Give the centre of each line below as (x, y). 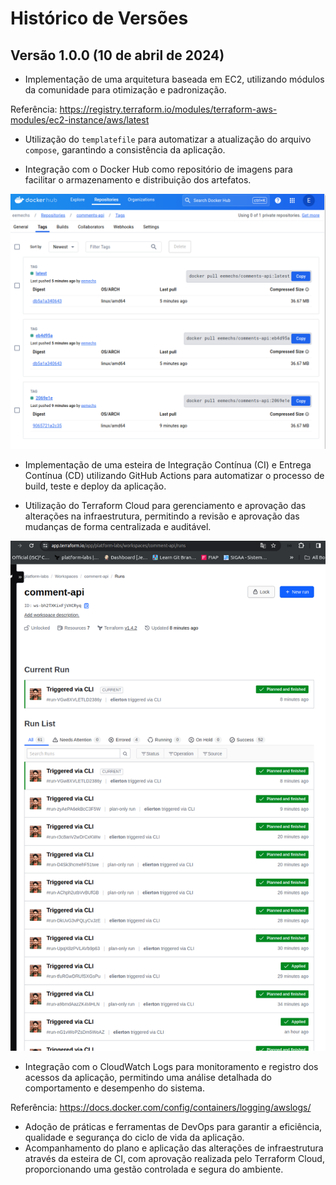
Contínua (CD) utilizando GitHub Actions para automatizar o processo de (174, 475)
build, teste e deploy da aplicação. (95, 486)
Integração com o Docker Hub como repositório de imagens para (158, 169)
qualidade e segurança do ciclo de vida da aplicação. (134, 1138)
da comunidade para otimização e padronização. (125, 90)
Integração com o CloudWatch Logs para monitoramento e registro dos (171, 1067)
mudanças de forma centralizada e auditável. (118, 526)
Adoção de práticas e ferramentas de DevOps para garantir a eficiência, (173, 1127)
